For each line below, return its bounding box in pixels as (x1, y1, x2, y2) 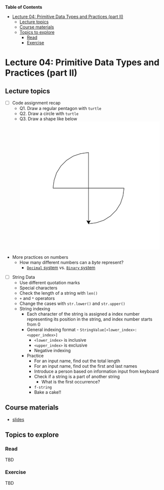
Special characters (19, 285, 58, 291)
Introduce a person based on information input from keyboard (34, 368, 159, 375)
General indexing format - (26, 327, 79, 333)
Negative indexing (34, 348, 71, 354)
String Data (12, 274, 35, 280)
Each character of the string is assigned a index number (26, 311, 140, 317)
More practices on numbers (12, 254, 69, 260)
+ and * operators (19, 296, 55, 301)
